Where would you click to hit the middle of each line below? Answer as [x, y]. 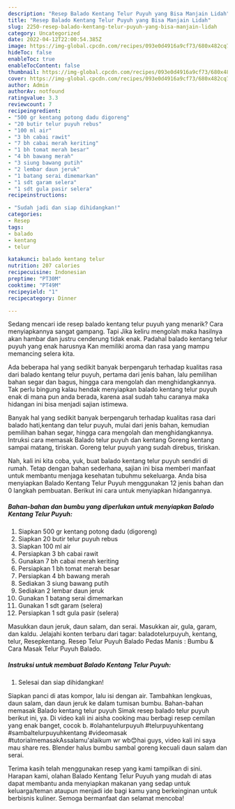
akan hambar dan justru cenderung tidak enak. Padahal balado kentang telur [118, 339]
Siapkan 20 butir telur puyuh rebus [68, 539]
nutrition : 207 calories [44, 266]
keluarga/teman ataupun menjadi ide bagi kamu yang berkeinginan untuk [113, 791]
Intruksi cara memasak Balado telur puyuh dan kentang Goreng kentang [111, 440]
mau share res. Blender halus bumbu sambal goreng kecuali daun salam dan [117, 748]
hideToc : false [30, 53]
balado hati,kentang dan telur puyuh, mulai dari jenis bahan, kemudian [109, 425]
